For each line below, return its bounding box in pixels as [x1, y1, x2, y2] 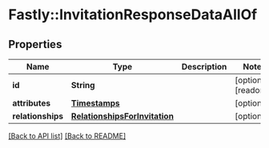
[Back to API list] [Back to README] [8, 131, 126, 141]
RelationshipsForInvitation [70, 110, 175, 122]
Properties [8, 38, 62, 51]
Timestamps [70, 98, 120, 109]
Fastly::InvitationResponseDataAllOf [8, 6, 258, 24]
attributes [12, 98, 50, 109]
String [70, 80, 95, 90]
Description [181, 62, 227, 72]
